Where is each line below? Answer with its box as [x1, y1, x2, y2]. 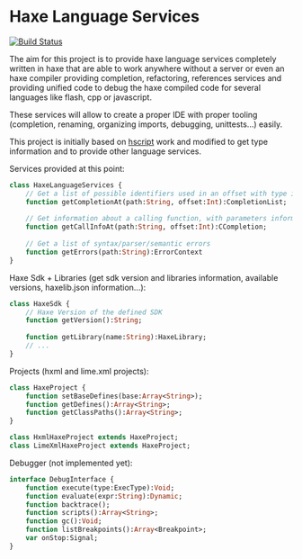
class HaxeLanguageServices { [9, 180, 123, 190]
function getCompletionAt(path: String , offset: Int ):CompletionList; [25, 197, 288, 206]
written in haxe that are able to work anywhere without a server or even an [9, 63, 285, 74]
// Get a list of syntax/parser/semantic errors [25, 239, 211, 248]
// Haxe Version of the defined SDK [25, 308, 164, 317]
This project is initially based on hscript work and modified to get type [9, 136, 268, 147]
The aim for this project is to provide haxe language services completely [9, 53, 277, 64]
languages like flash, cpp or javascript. [9, 92, 153, 103]
